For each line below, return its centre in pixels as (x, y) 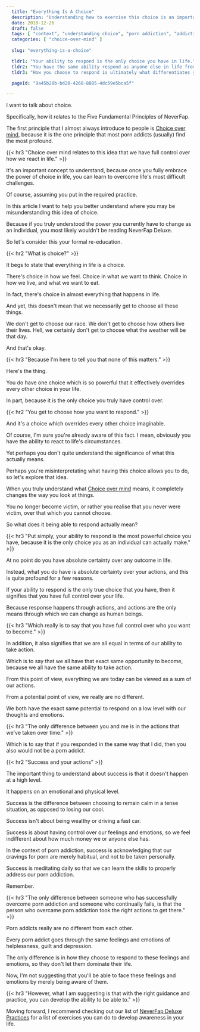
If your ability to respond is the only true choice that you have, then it (91, 590)
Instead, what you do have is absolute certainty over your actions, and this (97, 572)
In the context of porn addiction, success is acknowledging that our (89, 850)
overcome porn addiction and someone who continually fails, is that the (94, 904)
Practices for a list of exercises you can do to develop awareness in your (95, 1018)
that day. (17, 337)
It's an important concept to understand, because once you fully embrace (97, 170)
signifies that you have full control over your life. (65, 596)
